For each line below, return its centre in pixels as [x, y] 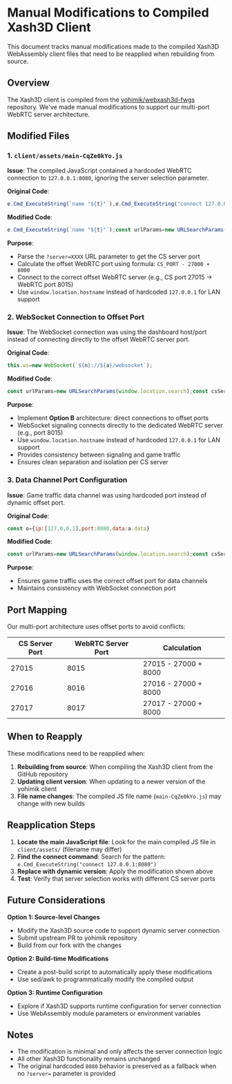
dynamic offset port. [36, 502]
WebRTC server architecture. [48, 114]
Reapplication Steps [51, 825]
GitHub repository [42, 774]
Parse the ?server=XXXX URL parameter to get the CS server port [108, 256]
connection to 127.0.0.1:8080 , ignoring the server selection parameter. [108, 178]
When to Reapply [45, 737]
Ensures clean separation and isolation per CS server [93, 462]
